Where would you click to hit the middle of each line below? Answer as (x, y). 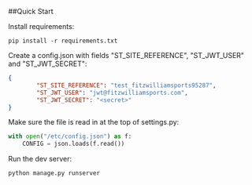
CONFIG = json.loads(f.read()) (74, 144)
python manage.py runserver (54, 173)
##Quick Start (31, 11)
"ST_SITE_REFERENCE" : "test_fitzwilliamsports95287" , (126, 85)
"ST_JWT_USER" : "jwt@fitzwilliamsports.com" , (113, 92)
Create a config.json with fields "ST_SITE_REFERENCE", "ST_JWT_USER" (126, 55)
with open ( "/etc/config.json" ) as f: (70, 136)
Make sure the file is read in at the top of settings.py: (94, 122)
